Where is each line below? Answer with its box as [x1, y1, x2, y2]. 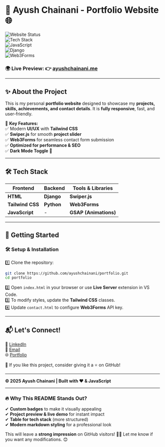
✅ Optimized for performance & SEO [5, 142, 81, 148]
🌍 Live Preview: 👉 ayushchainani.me [5, 65, 98, 72]
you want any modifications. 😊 [5, 437, 68, 443]
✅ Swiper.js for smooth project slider [5, 131, 82, 137]
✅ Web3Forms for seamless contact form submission [5, 137, 114, 143]
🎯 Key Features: [5, 121, 38, 127]
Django [44, 193, 61, 200]
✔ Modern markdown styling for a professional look [5, 422, 111, 428]
